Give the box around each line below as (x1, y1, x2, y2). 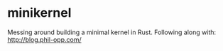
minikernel (7, 5, 72, 21)
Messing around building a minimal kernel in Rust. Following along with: (7, 28, 217, 36)
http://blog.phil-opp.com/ (7, 35, 82, 43)
